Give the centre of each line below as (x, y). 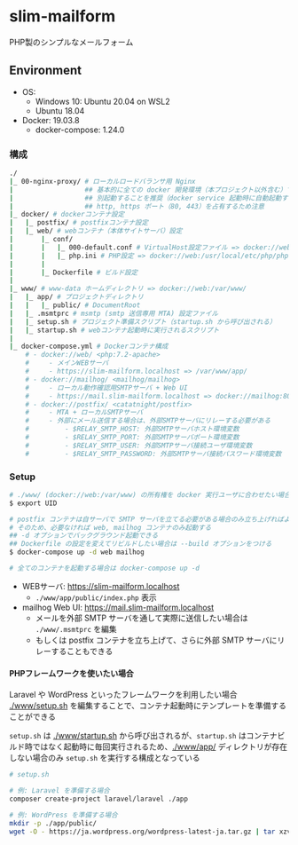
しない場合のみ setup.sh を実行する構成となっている (105, 758)
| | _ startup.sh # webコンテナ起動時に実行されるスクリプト (114, 330)
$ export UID (33, 503)
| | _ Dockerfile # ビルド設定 (74, 272)
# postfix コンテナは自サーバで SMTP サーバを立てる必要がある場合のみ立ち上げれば (146, 519)
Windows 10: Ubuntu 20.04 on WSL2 (102, 101)
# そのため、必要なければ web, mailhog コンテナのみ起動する (110, 527)
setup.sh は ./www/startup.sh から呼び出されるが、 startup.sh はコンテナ (143, 736)
